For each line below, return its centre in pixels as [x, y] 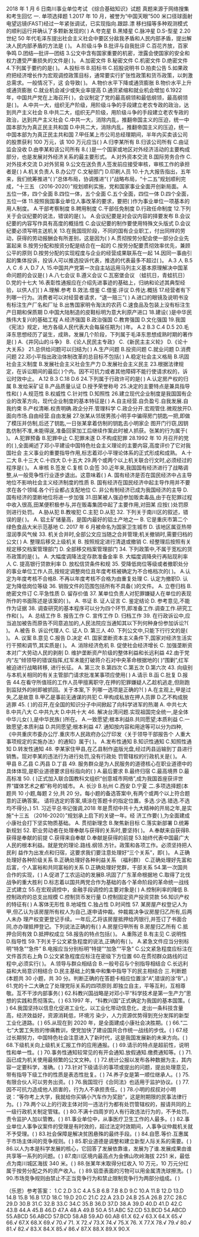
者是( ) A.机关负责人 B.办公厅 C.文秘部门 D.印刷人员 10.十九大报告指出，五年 [99, 171]
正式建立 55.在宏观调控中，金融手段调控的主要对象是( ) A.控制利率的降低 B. [98, 889]
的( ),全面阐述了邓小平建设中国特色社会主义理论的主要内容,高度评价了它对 [96, 445]
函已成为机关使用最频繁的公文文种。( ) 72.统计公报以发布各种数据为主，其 [96, 1060]
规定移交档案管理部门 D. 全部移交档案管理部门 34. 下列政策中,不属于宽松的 [97, 549]
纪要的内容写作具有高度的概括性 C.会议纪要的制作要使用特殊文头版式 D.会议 [98, 223]
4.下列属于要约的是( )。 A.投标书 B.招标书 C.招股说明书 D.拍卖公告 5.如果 [95, 68]
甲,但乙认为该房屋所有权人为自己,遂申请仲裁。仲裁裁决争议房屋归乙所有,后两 [99, 912]
